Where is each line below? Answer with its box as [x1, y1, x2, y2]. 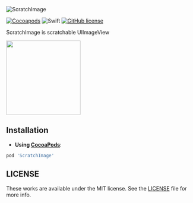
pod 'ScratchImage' [6, 153, 55, 158]
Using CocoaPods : [14, 141, 62, 148]
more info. [6, 191, 31, 198]
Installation [6, 125, 49, 135]
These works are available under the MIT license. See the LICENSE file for [6, 185, 187, 192]
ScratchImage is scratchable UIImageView [6, 29, 110, 36]
